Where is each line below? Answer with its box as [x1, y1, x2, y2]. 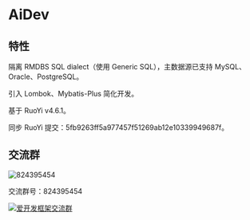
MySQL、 [214, 62, 246, 71]
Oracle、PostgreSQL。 [8, 72, 84, 81]
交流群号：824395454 [8, 186, 83, 196]
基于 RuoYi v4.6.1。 [8, 106, 70, 115]
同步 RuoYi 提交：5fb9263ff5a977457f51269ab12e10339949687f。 [8, 123, 229, 132]
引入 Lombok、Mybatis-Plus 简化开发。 [8, 89, 139, 98]
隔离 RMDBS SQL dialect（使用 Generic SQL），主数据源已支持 [8, 62, 213, 71]
